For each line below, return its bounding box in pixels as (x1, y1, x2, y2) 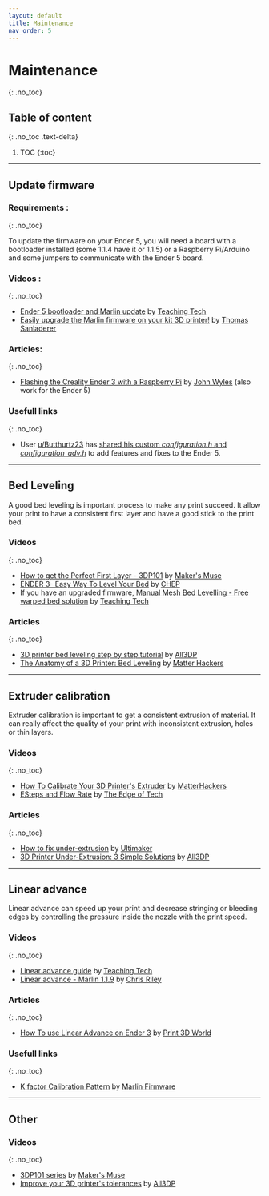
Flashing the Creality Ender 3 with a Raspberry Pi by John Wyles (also (19, 377, 251, 387)
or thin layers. (8, 727, 54, 736)
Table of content (8, 110, 92, 124)
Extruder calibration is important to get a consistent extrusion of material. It (8, 710, 256, 720)
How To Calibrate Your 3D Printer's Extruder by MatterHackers (19, 781, 227, 791)
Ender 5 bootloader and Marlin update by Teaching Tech (19, 307, 207, 316)
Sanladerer (19, 323, 57, 333)
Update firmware (8, 178, 94, 192)
